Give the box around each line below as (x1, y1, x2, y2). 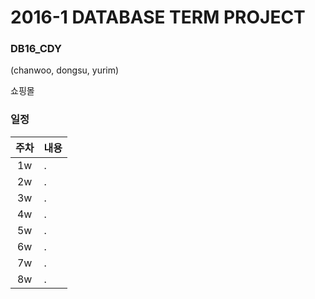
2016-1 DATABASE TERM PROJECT (10, 6, 306, 29)
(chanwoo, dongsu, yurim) (10, 64, 120, 76)
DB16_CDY (10, 42, 62, 56)
